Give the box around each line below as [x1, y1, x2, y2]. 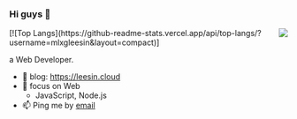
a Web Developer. [9, 55, 74, 65]
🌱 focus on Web [21, 81, 81, 92]
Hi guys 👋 [9, 8, 51, 20]
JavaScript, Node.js [34, 90, 108, 100]
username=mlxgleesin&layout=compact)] [9, 37, 160, 48]
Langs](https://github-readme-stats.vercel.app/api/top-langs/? [33, 28, 263, 39]
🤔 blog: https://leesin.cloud [21, 71, 121, 82]
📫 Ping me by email [21, 100, 95, 111]
